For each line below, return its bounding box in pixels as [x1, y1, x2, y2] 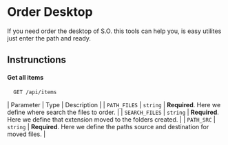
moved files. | [7, 130, 46, 138]
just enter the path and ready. [7, 34, 91, 42]
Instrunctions [7, 54, 67, 66]
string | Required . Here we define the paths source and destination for [7, 122, 209, 131]
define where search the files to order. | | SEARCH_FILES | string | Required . [7, 108, 219, 116]
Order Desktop [7, 4, 93, 20]
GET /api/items [13, 89, 57, 96]
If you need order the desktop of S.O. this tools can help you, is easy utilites [7, 27, 222, 35]
